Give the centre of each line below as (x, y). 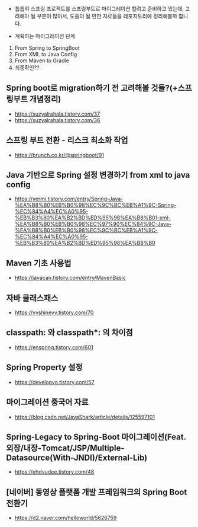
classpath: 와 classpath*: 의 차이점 (69, 333)
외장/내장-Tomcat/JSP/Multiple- (66, 448)
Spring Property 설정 (44, 367)
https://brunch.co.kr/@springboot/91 (59, 155)
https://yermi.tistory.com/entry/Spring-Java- (69, 199)
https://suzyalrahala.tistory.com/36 (57, 120)
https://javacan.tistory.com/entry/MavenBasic (70, 278)
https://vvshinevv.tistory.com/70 (54, 312)
